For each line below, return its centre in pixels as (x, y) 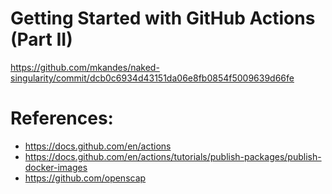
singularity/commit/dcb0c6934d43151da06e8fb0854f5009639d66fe (152, 78)
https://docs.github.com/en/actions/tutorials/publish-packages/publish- (173, 156)
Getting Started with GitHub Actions (163, 18)
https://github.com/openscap (85, 178)
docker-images (56, 167)
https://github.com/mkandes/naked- (85, 67)
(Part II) (41, 39)
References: (62, 118)
